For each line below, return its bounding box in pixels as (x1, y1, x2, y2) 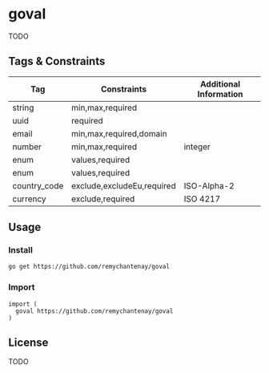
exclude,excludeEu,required (71, 180, 176, 191)
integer (183, 141, 211, 152)
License (8, 336, 49, 349)
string (12, 102, 34, 113)
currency (12, 193, 46, 205)
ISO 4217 (183, 193, 221, 205)
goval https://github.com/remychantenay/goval (15, 306, 174, 315)
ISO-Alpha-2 (183, 180, 235, 191)
